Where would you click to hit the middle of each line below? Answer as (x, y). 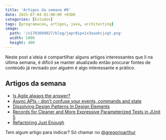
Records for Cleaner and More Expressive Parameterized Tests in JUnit (86, 112)
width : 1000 (22, 38)
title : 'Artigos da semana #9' (38, 10)
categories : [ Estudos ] (29, 19)
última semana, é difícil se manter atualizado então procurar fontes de (78, 62)
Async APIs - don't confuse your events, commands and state (77, 101)
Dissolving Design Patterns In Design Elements (61, 106)
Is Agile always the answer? (41, 96)
